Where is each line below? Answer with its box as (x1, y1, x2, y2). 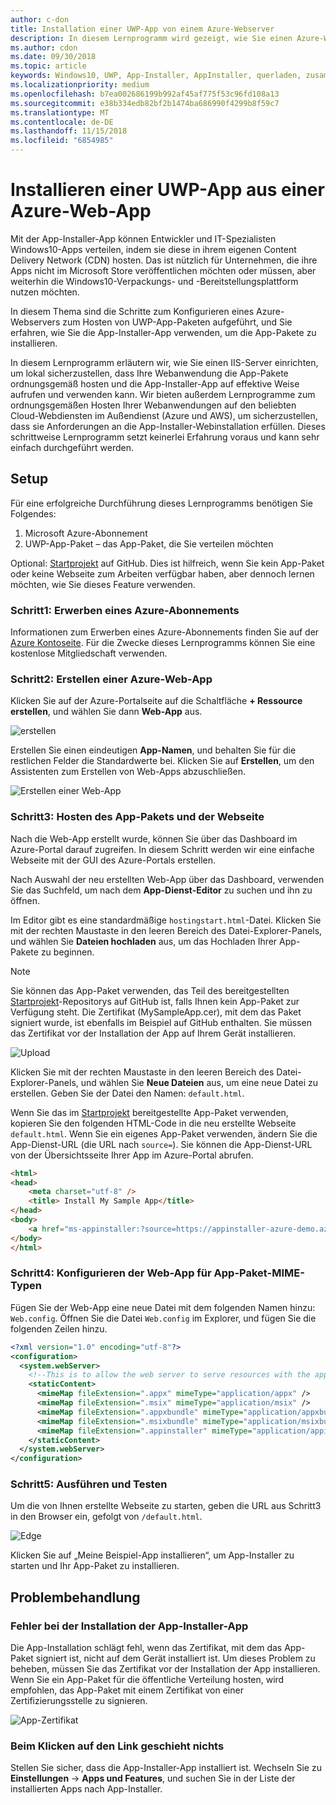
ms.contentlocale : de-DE (10, 117, 114, 127)
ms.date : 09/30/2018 (10, 52, 97, 62)
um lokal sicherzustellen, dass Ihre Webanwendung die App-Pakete (10, 367, 289, 379)
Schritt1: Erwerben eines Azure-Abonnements (10, 603, 240, 617)
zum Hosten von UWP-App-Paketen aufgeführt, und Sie (62, 316, 293, 328)
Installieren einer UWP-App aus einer (10, 179, 325, 201)
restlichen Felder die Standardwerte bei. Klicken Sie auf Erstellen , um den (10, 755, 315, 767)
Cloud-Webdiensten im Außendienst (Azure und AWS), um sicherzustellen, (10, 409, 318, 421)
